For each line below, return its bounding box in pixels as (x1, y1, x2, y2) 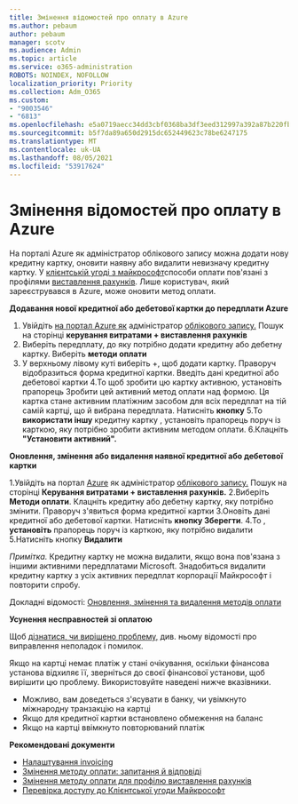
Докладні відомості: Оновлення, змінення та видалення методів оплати (9, 597, 282, 608)
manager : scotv (9, 37, 66, 47)
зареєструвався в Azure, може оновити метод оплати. (9, 286, 216, 297)
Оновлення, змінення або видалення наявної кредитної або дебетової (9, 450, 284, 462)
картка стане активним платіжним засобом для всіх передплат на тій (21, 396, 286, 407)
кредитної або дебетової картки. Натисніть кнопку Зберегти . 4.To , (9, 515, 266, 526)
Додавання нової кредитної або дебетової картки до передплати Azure (9, 303, 289, 314)
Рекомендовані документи (9, 739, 115, 751)
